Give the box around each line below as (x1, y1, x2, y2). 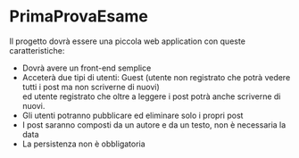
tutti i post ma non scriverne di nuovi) (21, 81, 161, 92)
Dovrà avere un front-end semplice (21, 62, 152, 73)
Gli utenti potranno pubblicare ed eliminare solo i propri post (21, 110, 244, 121)
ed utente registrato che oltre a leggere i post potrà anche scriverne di (21, 91, 281, 102)
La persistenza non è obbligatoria (21, 138, 145, 149)
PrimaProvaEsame (9, 6, 149, 27)
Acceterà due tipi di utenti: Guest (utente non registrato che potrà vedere (21, 71, 291, 82)
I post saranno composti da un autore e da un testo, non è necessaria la (21, 119, 287, 130)
